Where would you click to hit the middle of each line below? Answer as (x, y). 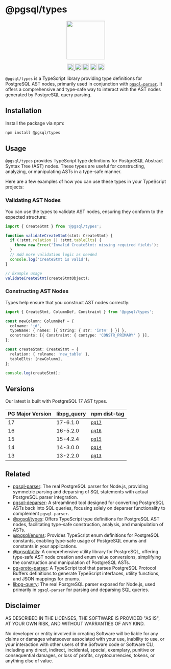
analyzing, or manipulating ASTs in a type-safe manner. (64, 172)
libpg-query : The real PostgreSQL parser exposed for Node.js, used (84, 584)
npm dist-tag (108, 414)
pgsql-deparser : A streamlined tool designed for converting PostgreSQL (88, 503)
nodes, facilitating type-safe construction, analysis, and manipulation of (88, 525)
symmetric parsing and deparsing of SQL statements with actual (80, 492)
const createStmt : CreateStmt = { (42, 349)
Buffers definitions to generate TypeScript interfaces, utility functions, (86, 573)
